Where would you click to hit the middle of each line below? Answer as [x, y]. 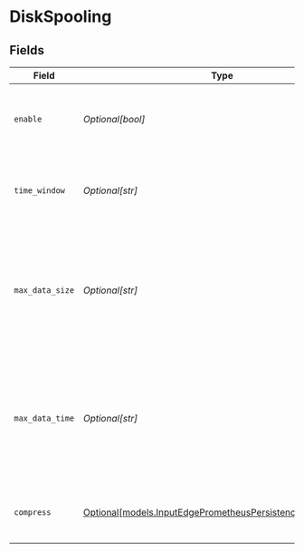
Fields [27, 50]
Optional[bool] [114, 119]
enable [28, 119]
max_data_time [44, 418]
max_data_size [44, 291]
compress [33, 513]
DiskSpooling [61, 17]
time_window [40, 191]
